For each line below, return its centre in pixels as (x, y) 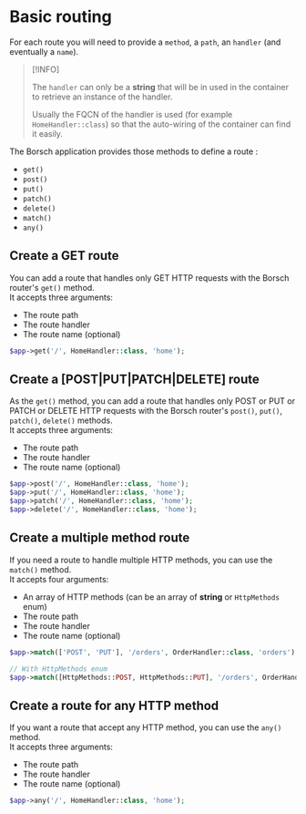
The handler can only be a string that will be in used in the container (160, 87)
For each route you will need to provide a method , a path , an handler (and (145, 42)
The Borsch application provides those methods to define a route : (134, 151)
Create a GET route (65, 256)
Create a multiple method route (100, 538)
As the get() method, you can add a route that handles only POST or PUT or (153, 401)
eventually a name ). (44, 51)
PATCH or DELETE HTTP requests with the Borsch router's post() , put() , (146, 411)
